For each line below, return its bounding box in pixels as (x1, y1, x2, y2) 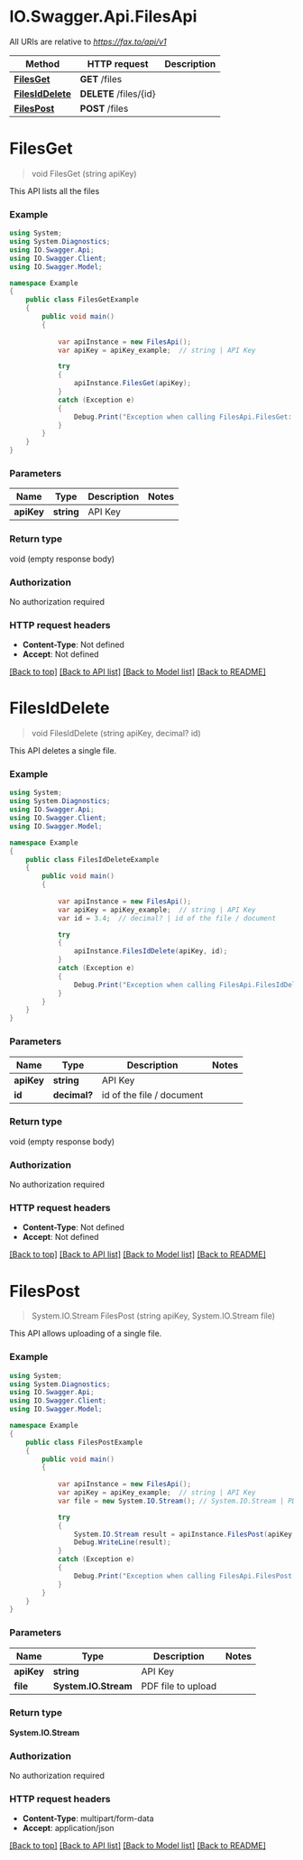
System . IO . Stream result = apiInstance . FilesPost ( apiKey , (73, 1530, 297, 1539)
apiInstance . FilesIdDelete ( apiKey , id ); (73, 947, 228, 956)
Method (25, 57, 60, 69)
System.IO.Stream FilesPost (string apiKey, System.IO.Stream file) (31, 1310, 276, 1321)
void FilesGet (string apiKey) (31, 168, 137, 179)
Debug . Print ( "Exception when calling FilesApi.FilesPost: (73, 1571, 297, 1580)
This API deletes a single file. (9, 745, 117, 756)
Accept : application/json (22, 1823, 115, 1834)
